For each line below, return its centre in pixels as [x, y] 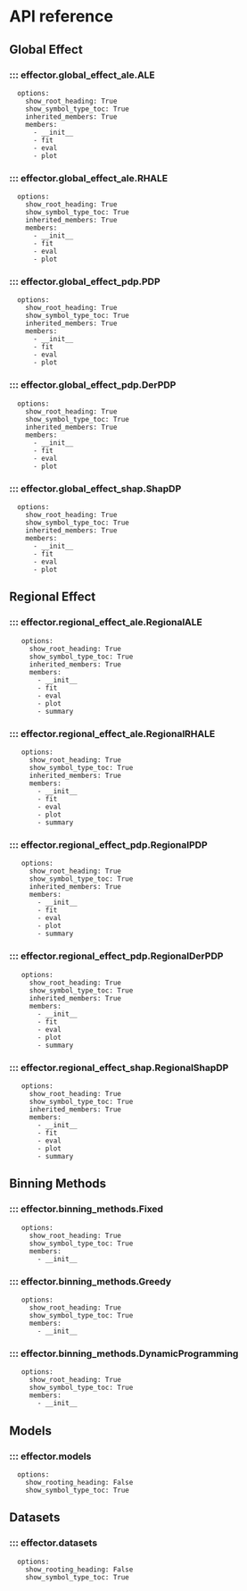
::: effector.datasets [54, 1543]
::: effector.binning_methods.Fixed [86, 1210]
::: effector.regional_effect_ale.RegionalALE [106, 623]
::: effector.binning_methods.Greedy [91, 1281]
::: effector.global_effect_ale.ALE [82, 75]
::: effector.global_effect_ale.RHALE [89, 178]
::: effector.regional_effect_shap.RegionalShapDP [119, 1068]
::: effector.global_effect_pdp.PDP [85, 281]
